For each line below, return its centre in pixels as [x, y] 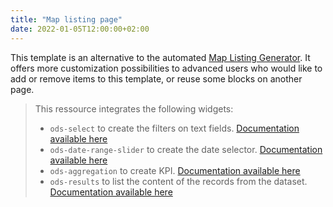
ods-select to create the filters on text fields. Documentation [174, 128]
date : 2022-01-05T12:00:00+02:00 [80, 29]
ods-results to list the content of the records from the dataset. [178, 181]
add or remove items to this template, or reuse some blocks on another [156, 78]
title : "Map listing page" [66, 19]
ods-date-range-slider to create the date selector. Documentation [186, 149]
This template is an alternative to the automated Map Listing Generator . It [160, 57]
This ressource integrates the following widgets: [134, 108]
